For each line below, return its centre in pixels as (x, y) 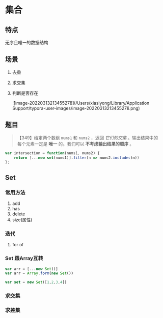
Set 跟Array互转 (24, 259)
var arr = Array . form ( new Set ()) (39, 273)
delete (19, 214)
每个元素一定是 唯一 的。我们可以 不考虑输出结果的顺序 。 (75, 144)
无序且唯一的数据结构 (27, 43)
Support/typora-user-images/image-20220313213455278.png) (76, 108)
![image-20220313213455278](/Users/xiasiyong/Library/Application (81, 103)
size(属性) (22, 220)
